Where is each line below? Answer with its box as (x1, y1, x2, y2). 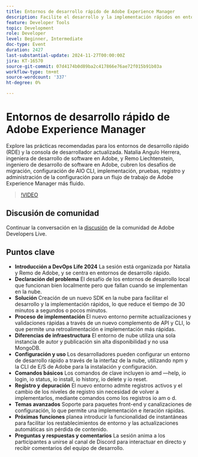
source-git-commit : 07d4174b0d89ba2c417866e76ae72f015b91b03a (6, 63, 162, 69)
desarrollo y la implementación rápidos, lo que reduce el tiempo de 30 (14, 300, 185, 307)
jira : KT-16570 (6, 58, 44, 64)
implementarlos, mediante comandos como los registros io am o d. (14, 394, 177, 401)
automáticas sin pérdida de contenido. (14, 425, 108, 433)
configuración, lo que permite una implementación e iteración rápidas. (14, 407, 186, 414)
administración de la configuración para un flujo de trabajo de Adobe (6, 173, 174, 180)
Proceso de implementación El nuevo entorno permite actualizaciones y (14, 313, 192, 320)
